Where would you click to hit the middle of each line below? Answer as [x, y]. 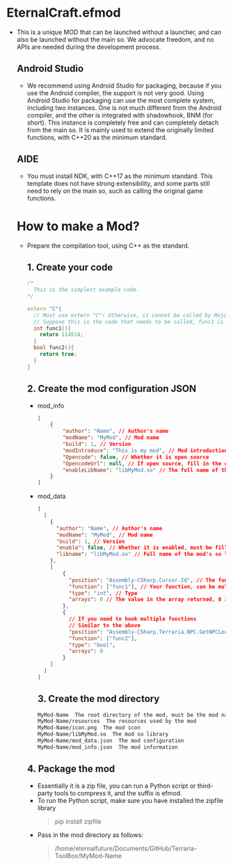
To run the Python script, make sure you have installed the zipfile [130, 800]
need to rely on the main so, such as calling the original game [115, 191]
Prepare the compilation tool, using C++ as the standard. [108, 246]
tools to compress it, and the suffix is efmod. [118, 793]
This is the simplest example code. [86, 290]
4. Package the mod [71, 769]
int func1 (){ [52, 328]
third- [205, 786]
